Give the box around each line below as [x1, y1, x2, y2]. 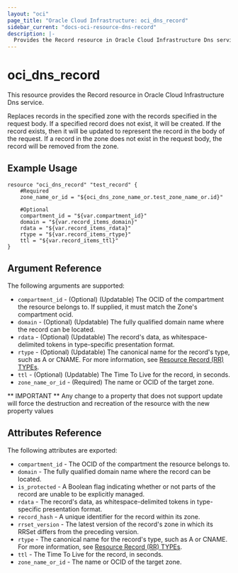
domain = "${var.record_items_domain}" [20, 218, 138, 225]
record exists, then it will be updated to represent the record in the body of [7, 127, 225, 135]
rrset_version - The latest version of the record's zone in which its [17, 520, 214, 528]
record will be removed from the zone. [7, 142, 119, 151]
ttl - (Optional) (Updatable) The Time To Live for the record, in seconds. [17, 370, 230, 379]
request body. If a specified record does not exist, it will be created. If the [7, 120, 222, 128]
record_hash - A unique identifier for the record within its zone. [17, 512, 200, 521]
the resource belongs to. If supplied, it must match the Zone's [17, 302, 198, 311]
